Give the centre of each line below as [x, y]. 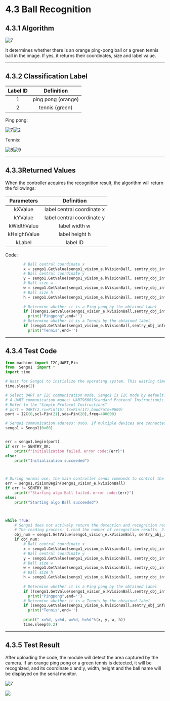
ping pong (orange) [56, 99]
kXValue [24, 209]
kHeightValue [24, 234]
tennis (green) [56, 107]
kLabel [24, 242]
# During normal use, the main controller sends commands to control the [85, 479]
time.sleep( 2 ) [20, 386]
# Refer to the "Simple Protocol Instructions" [56, 405]
